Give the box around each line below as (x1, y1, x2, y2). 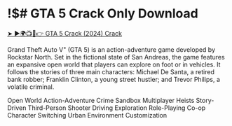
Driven (7, 104, 27, 112)
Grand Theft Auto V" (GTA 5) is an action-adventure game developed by (7, 45, 216, 54)
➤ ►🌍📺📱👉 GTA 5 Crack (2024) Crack (7, 29, 123, 37)
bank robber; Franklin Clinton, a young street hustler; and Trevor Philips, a (7, 75, 221, 83)
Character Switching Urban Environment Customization (7, 111, 168, 119)
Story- (196, 96, 214, 104)
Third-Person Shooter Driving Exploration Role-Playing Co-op (27, 104, 206, 112)
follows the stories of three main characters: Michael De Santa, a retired (7, 67, 215, 76)
